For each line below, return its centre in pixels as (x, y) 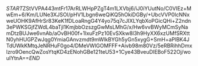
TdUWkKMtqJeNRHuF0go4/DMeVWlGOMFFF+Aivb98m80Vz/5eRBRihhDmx (99, 46)
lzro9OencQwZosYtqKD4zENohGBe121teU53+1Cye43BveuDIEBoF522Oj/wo (98, 52)
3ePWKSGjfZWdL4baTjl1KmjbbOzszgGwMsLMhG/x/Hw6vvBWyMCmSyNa (97, 27)
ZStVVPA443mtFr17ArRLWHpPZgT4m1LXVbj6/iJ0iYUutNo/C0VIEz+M (107, 8)
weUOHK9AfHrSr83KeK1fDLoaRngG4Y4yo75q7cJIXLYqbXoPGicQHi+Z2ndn (99, 21)
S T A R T (14, 8)
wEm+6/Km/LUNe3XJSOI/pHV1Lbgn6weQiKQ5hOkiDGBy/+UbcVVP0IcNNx (98, 15)
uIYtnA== (18, 58)
